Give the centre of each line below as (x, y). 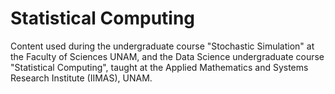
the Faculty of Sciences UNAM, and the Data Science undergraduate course (167, 56)
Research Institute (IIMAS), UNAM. (81, 78)
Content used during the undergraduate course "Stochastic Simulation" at (162, 46)
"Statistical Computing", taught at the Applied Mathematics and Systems (159, 67)
